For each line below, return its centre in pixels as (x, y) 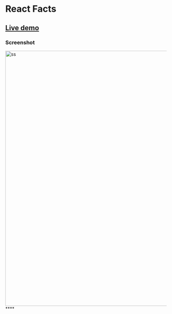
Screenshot (20, 43)
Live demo (22, 28)
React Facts (31, 9)
